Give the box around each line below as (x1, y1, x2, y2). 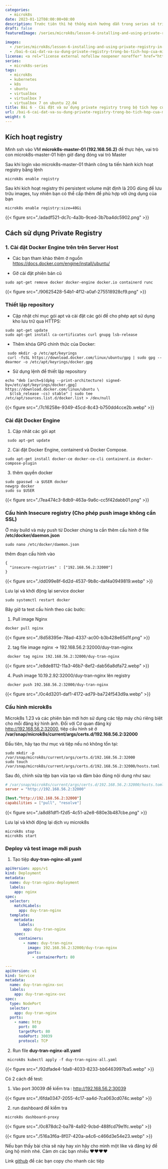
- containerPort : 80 (31, 954, 75, 960)
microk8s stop (5, 829, 35, 834)
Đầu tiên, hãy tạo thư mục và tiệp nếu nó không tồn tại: (5, 741, 118, 747)
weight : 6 (5, 114, 26, 119)
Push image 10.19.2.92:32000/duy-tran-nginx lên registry (12, 673, 130, 679)
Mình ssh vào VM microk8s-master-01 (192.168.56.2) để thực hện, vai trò (5, 146, 158, 152)
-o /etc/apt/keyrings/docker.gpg (23, 359, 93, 364)
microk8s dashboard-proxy (5, 1114, 59, 1119)
